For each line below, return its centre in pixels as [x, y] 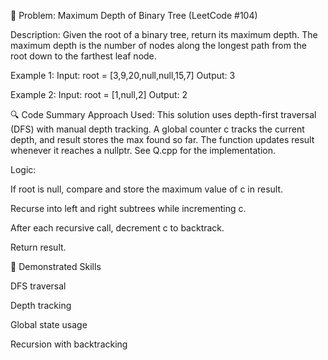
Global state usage [49, 324]
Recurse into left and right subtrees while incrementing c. [128, 208]
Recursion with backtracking [69, 344]
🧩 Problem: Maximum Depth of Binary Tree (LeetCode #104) [134, 15]
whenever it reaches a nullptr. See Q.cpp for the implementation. [143, 150]
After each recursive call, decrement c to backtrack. [117, 228]
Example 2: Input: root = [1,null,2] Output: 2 [99, 94]
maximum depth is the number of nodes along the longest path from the [158, 45]
